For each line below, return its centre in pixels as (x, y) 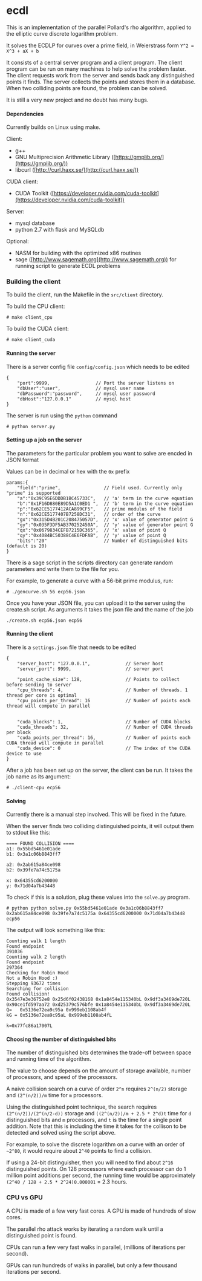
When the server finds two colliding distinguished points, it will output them (100, 826)
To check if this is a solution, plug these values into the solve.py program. (98, 897)
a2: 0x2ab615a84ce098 (34, 865)
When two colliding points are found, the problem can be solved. (87, 88)
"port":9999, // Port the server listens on (96, 383)
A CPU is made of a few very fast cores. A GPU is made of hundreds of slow (101, 1211)
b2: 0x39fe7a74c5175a (34, 870)
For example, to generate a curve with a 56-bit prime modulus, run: (90, 581)
